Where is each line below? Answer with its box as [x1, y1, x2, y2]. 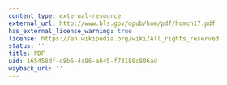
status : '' [8, 42, 45, 50]
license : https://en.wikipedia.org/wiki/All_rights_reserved [8, 34, 220, 43]
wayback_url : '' [8, 65, 63, 73]
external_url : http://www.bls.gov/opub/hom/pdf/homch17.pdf [8, 19, 216, 28]
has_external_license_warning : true [8, 27, 132, 35]
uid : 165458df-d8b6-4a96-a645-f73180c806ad [8, 57, 158, 66]
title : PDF [8, 49, 45, 57]
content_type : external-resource [8, 11, 122, 20]
